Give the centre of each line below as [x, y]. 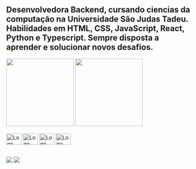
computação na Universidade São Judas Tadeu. [97, 19]
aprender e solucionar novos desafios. [80, 47]
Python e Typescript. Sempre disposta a [83, 38]
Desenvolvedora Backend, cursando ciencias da [98, 10]
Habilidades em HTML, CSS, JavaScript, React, [95, 28]
